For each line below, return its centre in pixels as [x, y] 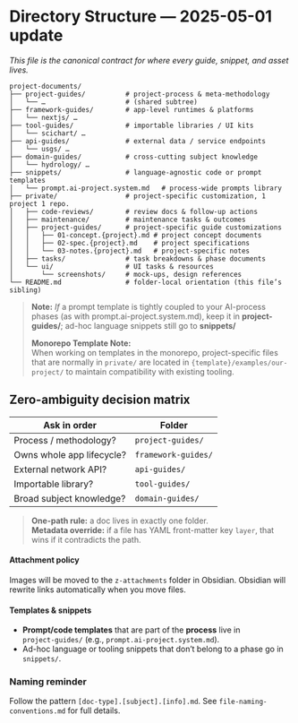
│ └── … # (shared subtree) [104, 102]
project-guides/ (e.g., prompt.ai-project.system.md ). [121, 640]
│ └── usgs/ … [39, 149]
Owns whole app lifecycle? [70, 454]
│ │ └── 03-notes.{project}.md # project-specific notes [130, 251]
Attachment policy [45, 560]
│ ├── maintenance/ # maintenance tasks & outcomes [128, 219]
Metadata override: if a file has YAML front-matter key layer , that [153, 529]
